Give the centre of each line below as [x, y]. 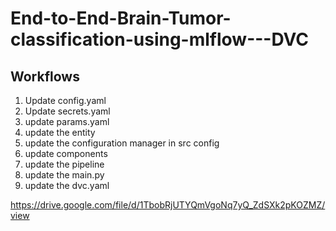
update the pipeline [64, 164]
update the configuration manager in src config [122, 143]
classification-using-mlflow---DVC [160, 39]
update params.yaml [67, 121]
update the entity [60, 132]
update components [66, 153]
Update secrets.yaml [67, 111]
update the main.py [64, 175]
